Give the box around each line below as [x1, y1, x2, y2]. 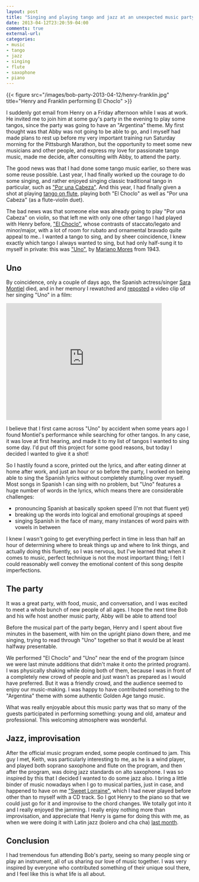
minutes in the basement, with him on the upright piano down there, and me [6, 630, 191, 637]
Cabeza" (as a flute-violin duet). [6, 197, 85, 204]
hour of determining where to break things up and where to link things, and [6, 541, 190, 548]
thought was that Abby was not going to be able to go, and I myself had [6, 128, 181, 135]
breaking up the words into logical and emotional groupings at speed [14, 511, 183, 518]
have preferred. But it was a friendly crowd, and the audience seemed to [6, 679, 183, 687]
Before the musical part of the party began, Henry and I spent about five [6, 624, 182, 631]
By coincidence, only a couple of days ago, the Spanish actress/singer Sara [6, 279, 191, 286]
